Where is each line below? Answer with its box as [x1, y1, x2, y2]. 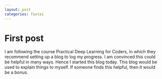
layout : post [4, 7, 31, 12]
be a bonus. [4, 69, 29, 76]
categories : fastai [4, 12, 44, 17]
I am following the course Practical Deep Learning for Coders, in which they [4, 49, 156, 55]
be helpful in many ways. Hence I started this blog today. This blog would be [4, 59, 158, 65]
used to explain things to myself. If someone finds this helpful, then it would [4, 64, 156, 70]
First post [4, 33, 44, 44]
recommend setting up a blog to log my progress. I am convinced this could [4, 54, 156, 60]
